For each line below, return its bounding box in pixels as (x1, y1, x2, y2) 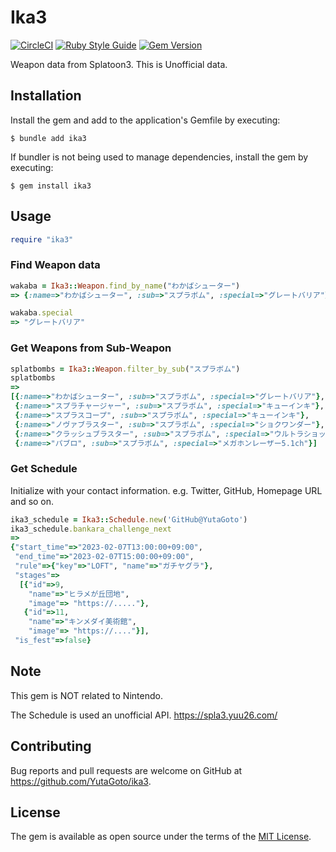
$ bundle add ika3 (10, 133, 87, 143)
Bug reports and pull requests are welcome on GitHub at (10, 764, 243, 776)
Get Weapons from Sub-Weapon (10, 341, 172, 355)
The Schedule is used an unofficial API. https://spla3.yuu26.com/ (10, 709, 278, 721)
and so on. (10, 495, 55, 507)
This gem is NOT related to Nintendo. (10, 689, 163, 701)
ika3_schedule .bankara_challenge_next (10, 524, 172, 534)
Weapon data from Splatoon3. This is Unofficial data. (10, 58, 228, 70)
